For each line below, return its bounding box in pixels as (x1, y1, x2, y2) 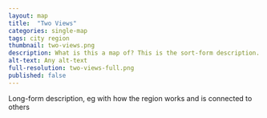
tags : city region (8, 34, 70, 43)
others (8, 102, 30, 112)
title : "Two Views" (8, 19, 78, 27)
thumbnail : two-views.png (8, 42, 95, 50)
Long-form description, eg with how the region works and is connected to (8, 93, 253, 103)
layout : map (8, 11, 48, 20)
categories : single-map (8, 26, 88, 35)
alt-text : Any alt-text (8, 57, 88, 65)
